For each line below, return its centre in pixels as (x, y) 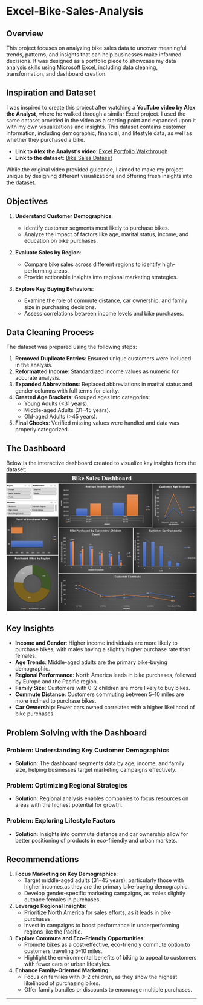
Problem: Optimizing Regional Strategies (67, 785)
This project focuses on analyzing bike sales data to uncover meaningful (96, 48)
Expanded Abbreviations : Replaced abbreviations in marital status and (103, 384)
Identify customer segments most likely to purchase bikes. (97, 228)
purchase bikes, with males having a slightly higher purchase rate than (103, 649)
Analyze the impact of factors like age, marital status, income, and (106, 234)
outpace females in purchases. (63, 900)
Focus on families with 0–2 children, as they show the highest (101, 977)
